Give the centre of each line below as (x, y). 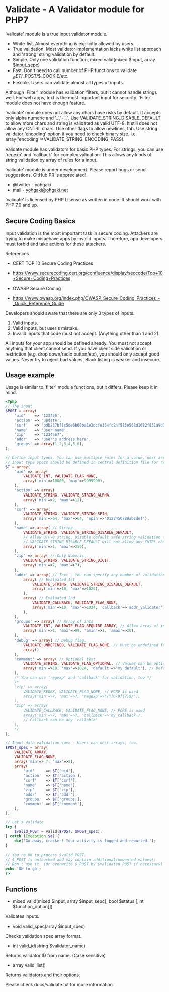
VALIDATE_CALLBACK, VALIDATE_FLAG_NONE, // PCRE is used (84, 711)
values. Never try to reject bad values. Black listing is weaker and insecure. (83, 359)
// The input (19, 406)
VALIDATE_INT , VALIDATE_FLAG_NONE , (61, 476)
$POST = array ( (21, 411)
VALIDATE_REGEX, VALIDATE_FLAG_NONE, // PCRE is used (81, 692)
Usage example (30, 375)
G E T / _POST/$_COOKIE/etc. (40, 76)
